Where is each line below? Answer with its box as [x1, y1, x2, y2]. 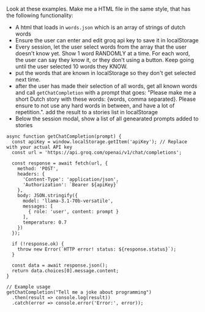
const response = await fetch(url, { [12, 160, 108, 166]
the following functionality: [6, 12, 73, 19]
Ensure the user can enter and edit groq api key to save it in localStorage [15, 37, 199, 44]
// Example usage [6, 284, 51, 290]
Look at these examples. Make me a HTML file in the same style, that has [6, 6, 191, 12]
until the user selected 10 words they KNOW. [15, 63, 128, 70]
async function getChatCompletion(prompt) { [6, 133, 122, 139]
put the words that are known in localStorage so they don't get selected [15, 69, 196, 76]
